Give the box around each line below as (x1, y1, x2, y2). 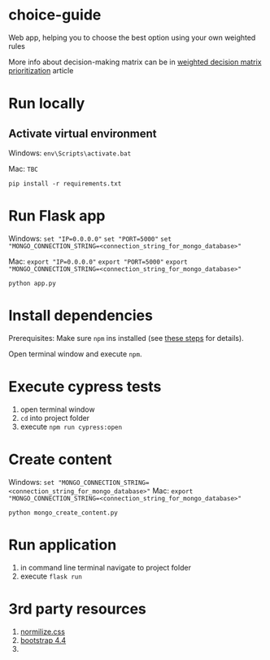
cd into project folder (20, 413, 90, 422)
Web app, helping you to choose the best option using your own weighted (8, 33, 256, 42)
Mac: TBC (8, 164, 38, 173)
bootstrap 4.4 (20, 635, 67, 645)
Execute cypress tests (8, 378, 162, 396)
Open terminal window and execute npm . (8, 348, 142, 359)
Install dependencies (8, 307, 153, 325)
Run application (8, 535, 117, 554)
